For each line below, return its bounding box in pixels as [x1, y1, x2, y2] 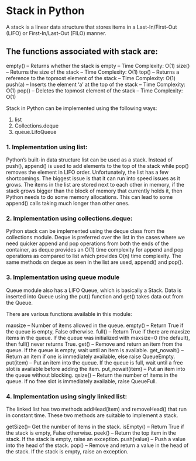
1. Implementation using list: [6, 143, 88, 151]
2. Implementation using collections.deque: [6, 214, 133, 222]
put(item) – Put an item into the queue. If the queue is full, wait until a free [6, 359, 183, 366]
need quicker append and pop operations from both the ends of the [6, 240, 169, 247]
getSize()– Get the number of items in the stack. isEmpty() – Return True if [6, 423, 184, 430]
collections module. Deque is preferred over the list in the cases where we [6, 234, 185, 241]
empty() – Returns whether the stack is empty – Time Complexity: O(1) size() [6, 62, 190, 69]
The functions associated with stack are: [6, 47, 158, 57]
